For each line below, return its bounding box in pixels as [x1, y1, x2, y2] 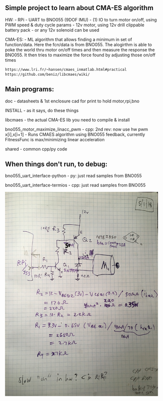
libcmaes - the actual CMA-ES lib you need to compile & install [5, 117, 130, 123]
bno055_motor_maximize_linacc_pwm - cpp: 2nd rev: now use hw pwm [5, 126, 148, 132]
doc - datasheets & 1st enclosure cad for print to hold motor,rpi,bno [5, 98, 140, 104]
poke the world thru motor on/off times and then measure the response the [5, 47, 155, 52]
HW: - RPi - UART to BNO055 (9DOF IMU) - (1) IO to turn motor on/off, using [5, 17, 157, 22]
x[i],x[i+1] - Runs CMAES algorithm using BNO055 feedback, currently [5, 131, 146, 137]
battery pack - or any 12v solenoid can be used [5, 27, 99, 33]
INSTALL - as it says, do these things [5, 107, 79, 113]
